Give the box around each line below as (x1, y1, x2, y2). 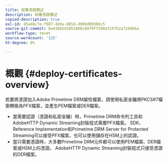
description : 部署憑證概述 (5, 12, 58, 17)
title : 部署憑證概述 (5, 7, 44, 13)
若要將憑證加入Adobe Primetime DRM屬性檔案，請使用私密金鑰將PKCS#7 (5, 96, 158, 102)
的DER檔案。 (12, 151, 39, 157)
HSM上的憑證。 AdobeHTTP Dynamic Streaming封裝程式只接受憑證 (21, 145, 163, 151)
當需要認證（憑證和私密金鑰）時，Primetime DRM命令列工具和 (12, 113, 143, 119)
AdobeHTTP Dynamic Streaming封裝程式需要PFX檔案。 (12, 120, 129, 126)
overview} (5, 79, 50, 90)
